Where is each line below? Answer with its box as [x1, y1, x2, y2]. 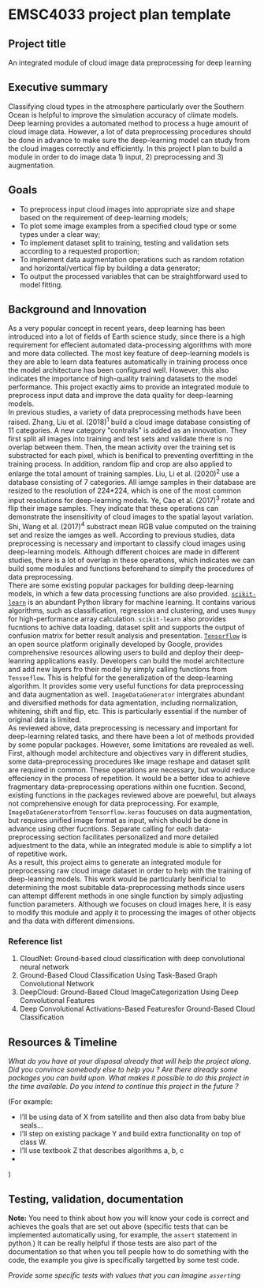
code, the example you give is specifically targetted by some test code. [8, 1255, 240, 1264]
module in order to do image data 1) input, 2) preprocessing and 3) [8, 152, 225, 161]
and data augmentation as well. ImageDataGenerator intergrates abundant [8, 689, 245, 700]
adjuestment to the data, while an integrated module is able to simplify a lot [8, 841, 252, 851]
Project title [8, 37, 67, 51]
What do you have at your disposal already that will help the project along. [8, 1057, 251, 1066]
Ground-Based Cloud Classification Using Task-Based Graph [19, 971, 218, 980]
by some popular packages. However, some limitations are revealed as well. [8, 740, 255, 749]
